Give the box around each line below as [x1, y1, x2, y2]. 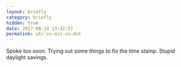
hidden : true [6, 20, 39, 26]
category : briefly [6, 14, 52, 20]
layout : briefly [6, 8, 47, 15]
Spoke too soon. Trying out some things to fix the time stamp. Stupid [6, 47, 175, 54]
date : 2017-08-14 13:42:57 [6, 25, 73, 32]
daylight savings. [6, 54, 48, 61]
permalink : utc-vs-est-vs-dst [6, 31, 82, 37]
